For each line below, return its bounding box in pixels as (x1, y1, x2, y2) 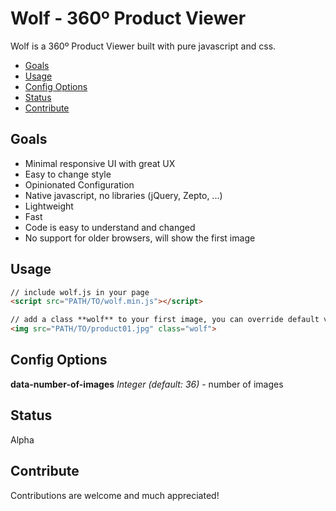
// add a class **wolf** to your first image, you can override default (10, 315, 320, 325)
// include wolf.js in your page (10, 287, 150, 297)
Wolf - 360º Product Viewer (10, 7, 247, 30)
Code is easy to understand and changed (24, 221, 196, 233)
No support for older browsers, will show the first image (24, 232, 256, 244)
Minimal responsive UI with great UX (24, 157, 176, 169)
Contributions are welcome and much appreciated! (10, 489, 220, 501)
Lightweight (24, 200, 74, 212)
